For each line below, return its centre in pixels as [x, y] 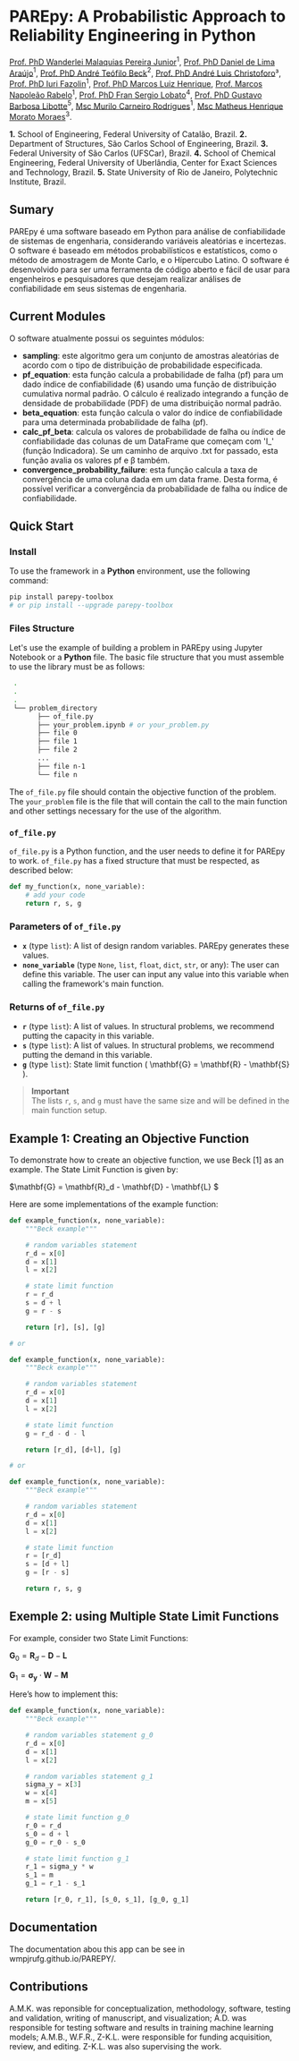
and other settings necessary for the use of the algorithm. [115, 811]
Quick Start [42, 526]
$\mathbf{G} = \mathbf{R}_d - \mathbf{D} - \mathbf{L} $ [114, 1187]
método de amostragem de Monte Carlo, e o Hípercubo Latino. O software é [149, 260]
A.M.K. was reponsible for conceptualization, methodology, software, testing [150, 2008]
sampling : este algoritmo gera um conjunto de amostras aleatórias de [150, 355]
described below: [41, 871]
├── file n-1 [62, 766]
